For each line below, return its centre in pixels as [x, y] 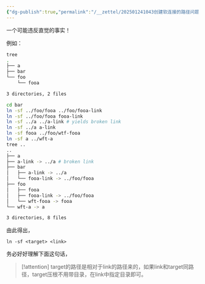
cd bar [15, 105]
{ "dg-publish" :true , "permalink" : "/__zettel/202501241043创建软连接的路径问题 [103, 12]
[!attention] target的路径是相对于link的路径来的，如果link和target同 [105, 267]
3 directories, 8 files [37, 218]
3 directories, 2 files [37, 94]
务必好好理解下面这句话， [38, 254]
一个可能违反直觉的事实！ [38, 30]
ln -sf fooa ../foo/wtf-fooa [43, 133]
